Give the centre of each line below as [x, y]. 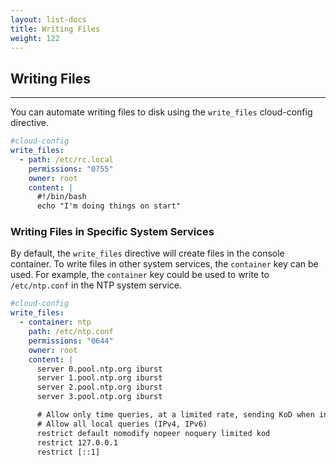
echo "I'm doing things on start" [109, 206]
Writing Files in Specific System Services [112, 232]
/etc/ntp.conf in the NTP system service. [96, 285]
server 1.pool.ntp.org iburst [99, 378]
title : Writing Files [55, 29]
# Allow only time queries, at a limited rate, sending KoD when [175, 415]
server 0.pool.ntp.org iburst [99, 369]
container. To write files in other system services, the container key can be [164, 264]
